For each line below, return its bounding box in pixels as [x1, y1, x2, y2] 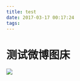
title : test [6, 8, 36, 15]
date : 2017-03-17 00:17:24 [6, 15, 75, 21]
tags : [6, 20, 20, 26]
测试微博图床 [6, 48, 71, 62]
